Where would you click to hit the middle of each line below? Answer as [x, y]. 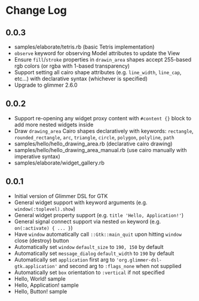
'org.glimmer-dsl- [139, 260]
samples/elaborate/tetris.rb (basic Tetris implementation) [84, 47]
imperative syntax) [37, 156]
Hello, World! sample [40, 278]
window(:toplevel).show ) [45, 209]
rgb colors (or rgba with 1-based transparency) [72, 66]
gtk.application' [36, 266]
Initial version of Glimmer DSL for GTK [61, 196]
